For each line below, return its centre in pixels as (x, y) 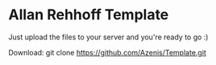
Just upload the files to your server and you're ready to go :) (108, 37)
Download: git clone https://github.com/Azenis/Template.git (108, 52)
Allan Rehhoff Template (89, 15)
